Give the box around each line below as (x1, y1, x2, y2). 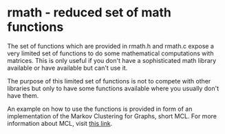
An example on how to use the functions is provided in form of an (7, 105, 193, 113)
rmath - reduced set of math (7, 5, 172, 21)
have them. (7, 91, 39, 100)
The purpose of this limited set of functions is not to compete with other (7, 77, 211, 85)
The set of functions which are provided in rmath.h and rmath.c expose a (7, 42, 215, 50)
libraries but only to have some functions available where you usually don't (7, 84, 219, 92)
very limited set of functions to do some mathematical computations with (7, 49, 214, 57)
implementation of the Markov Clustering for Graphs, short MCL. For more (7, 111, 217, 120)
